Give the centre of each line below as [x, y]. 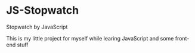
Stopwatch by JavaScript [37, 27]
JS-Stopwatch [43, 10]
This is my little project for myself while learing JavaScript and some [90, 38]
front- [182, 38]
